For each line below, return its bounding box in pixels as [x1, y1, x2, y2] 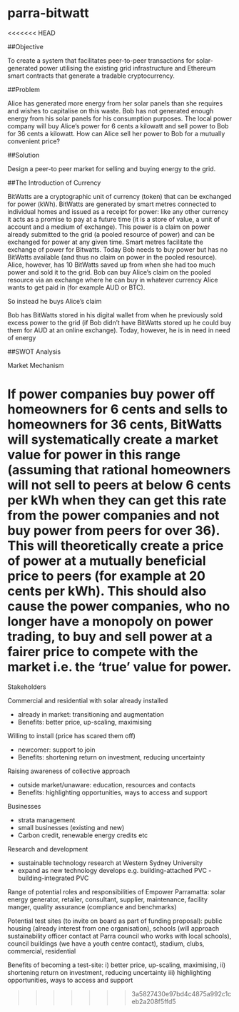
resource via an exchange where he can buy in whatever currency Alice [7, 275, 218, 284]
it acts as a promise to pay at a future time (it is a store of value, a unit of [7, 215, 220, 223]
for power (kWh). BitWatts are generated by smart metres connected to [7, 200, 217, 208]
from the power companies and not [7, 508, 220, 523]
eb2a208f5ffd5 [131, 997, 176, 1006]
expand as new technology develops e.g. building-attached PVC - [17, 866, 212, 874]
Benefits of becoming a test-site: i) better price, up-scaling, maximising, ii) [7, 961, 226, 969]
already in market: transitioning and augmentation [17, 710, 164, 718]
